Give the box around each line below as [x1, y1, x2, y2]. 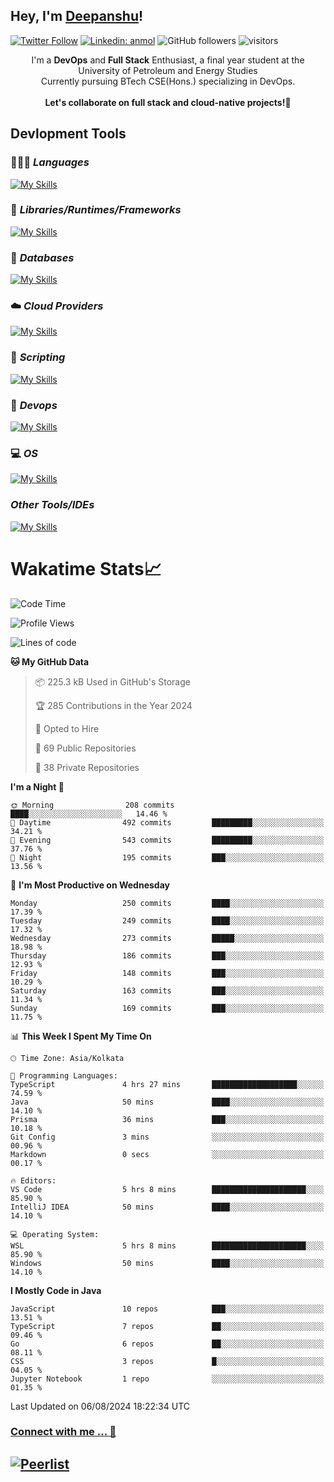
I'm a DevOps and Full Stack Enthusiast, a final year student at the [31, 54, 305, 66]
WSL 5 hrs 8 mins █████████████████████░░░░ [10, 1240, 325, 1251]
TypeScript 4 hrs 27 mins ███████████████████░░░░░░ [10, 1079, 325, 1089]
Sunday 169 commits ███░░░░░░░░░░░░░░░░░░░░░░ [10, 1003, 325, 1013]
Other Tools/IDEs [10, 498, 95, 512]
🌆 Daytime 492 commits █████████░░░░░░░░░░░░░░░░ [10, 817, 325, 828]
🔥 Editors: [10, 1175, 57, 1186]
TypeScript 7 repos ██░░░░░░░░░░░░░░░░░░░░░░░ [10, 1321, 325, 1331]
